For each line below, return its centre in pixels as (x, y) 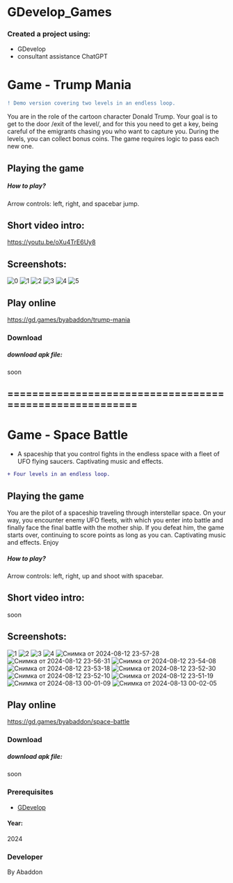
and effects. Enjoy (33, 542)
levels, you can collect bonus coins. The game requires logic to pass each (113, 139)
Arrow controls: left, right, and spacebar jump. (73, 204)
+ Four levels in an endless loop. (59, 474)
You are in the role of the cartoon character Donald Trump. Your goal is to (112, 116)
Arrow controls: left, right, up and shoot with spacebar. (86, 575)
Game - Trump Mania (70, 85)
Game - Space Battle (68, 435)
